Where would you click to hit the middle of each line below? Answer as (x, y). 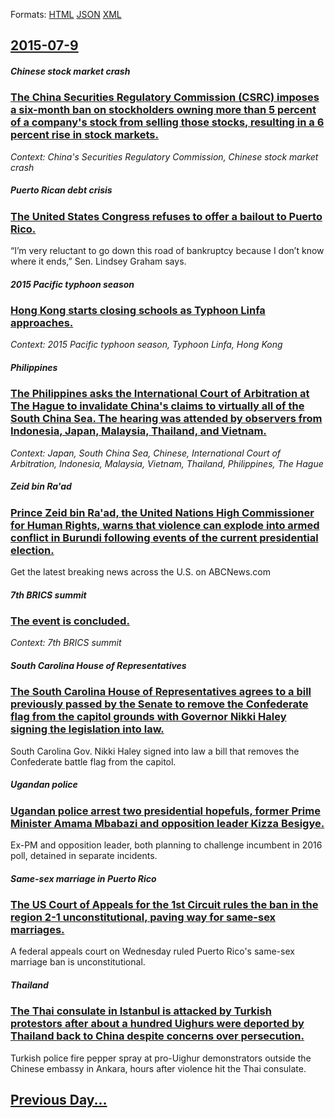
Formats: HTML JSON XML (66, 14)
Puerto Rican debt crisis (61, 190)
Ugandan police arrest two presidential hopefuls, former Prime (165, 811)
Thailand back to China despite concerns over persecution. (157, 1036)
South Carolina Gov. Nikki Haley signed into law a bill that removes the (155, 751)
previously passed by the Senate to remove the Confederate (159, 704)
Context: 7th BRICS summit (66, 643)
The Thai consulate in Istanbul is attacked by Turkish (141, 1011)
